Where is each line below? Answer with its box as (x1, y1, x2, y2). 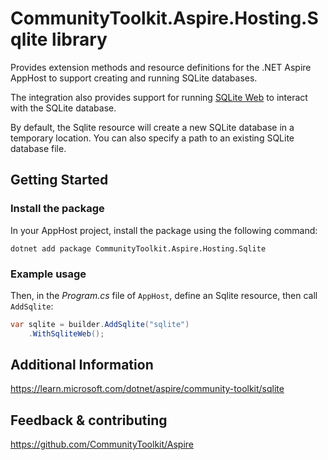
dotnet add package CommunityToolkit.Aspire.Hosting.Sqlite (10, 243, 267, 254)
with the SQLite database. (10, 102, 117, 114)
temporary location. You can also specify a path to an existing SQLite (10, 132, 295, 144)
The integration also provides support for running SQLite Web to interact (10, 91, 308, 103)
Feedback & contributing (10, 412, 168, 429)
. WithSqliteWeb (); (28, 328, 105, 339)
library (51, 28, 108, 51)
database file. (10, 142, 67, 154)
